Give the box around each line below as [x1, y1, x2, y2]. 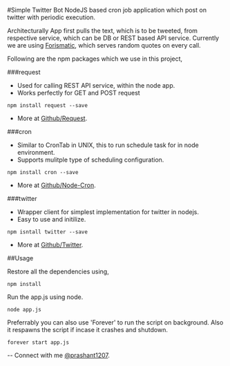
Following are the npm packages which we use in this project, [7, 55, 183, 63]
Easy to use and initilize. [17, 215, 86, 223]
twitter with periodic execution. [7, 13, 95, 21]
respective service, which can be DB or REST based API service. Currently [7, 34, 220, 42]
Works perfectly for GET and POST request [17, 89, 140, 97]
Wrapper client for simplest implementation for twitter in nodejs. [17, 208, 199, 216]
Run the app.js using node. [7, 293, 84, 301]
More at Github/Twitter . [17, 241, 84, 249]
